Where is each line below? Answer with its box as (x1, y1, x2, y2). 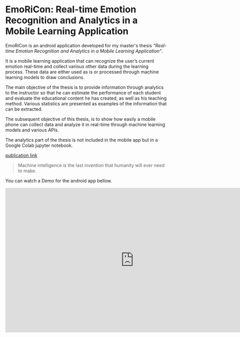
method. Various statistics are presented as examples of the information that (5, 100, 167, 106)
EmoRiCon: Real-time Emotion (5, 4, 136, 15)
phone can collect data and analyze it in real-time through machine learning (5, 121, 166, 127)
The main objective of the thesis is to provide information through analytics (5, 84, 164, 90)
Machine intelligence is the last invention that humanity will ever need (17, 162, 165, 168)
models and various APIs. (5, 127, 59, 133)
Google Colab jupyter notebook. (5, 142, 73, 148)
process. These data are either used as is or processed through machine (5, 68, 159, 75)
